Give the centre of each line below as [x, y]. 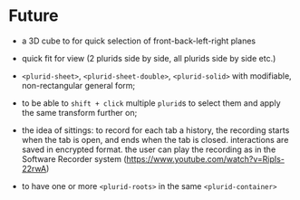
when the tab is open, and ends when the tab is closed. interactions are [155, 139]
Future [34, 16]
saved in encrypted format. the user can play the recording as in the [149, 149]
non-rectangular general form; [78, 85]
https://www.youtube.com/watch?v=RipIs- [205, 158]
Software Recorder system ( [74, 158]
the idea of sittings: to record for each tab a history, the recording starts [155, 130]
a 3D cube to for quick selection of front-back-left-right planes [138, 41]
